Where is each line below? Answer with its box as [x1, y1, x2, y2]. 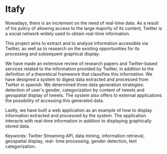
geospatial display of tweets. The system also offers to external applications [5, 92, 162, 98]
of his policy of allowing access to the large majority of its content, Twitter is [5, 25, 162, 31]
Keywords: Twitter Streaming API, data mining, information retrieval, [5, 133, 145, 139]
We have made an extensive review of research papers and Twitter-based [5, 60, 157, 66]
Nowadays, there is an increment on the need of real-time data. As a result [5, 20, 159, 26]
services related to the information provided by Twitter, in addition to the [5, 66, 154, 72]
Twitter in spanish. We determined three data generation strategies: [5, 81, 144, 88]
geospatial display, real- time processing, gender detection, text [5, 138, 137, 144]
